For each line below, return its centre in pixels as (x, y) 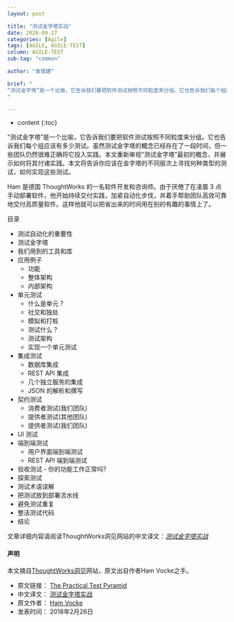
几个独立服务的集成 (55, 382)
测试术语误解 (36, 487)
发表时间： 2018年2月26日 (55, 612)
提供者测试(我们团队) (57, 425)
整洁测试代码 (36, 513)
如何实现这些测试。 (47, 172)
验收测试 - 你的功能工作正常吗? (62, 469)
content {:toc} (37, 123)
